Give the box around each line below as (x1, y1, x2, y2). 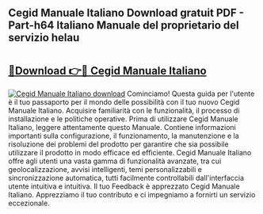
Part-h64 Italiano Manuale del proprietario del (8, 19, 239, 32)
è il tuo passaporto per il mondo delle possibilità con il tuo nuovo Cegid (8, 97, 240, 106)
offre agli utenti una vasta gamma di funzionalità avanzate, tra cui (8, 156, 222, 166)
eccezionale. (8, 198, 50, 208)
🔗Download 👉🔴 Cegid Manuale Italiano (8, 63, 208, 78)
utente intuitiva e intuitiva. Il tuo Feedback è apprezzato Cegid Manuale (8, 182, 240, 191)
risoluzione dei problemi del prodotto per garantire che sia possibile (8, 139, 229, 149)
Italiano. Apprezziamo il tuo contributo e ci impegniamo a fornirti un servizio (8, 190, 256, 199)
